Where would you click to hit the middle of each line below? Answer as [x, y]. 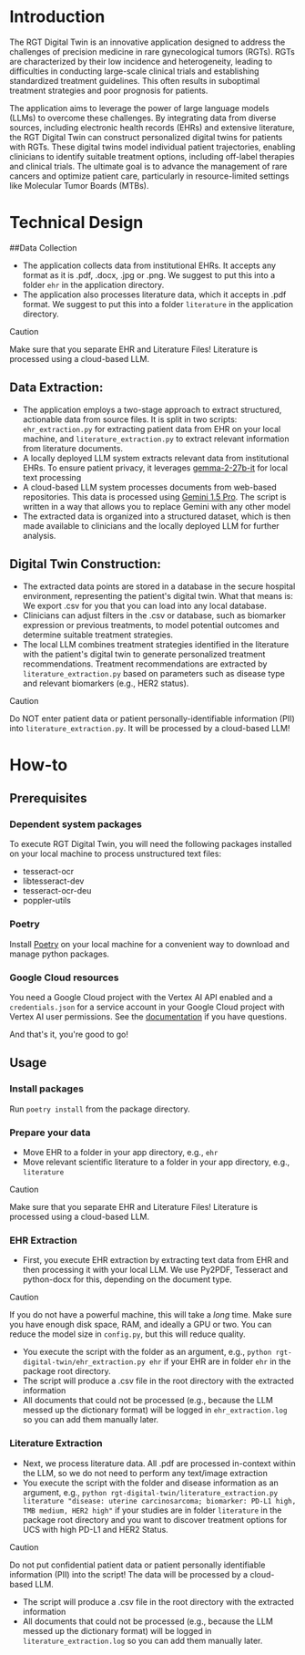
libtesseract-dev [53, 881]
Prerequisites [48, 798]
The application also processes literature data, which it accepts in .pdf [154, 295]
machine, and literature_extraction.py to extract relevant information [156, 439]
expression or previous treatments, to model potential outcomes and [151, 625]
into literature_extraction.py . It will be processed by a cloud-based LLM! [150, 728]
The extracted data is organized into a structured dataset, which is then [157, 516]
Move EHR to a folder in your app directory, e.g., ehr [120, 1152]
